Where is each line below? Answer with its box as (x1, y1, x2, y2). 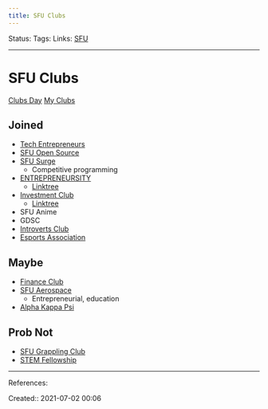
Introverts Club (19, 224, 69, 234)
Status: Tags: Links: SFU (8, 33, 89, 43)
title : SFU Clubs (8, 11, 66, 20)
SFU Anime (19, 207, 57, 217)
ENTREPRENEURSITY (19, 173, 92, 183)
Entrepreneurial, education (31, 294, 120, 304)
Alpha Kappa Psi (19, 302, 74, 312)
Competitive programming (31, 165, 118, 175)
